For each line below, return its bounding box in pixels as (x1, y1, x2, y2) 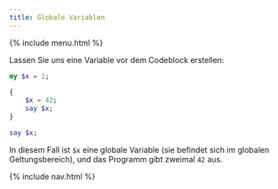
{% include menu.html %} (9, 37, 104, 48)
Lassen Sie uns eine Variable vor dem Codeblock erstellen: (9, 54, 225, 65)
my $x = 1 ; (9, 72, 50, 81)
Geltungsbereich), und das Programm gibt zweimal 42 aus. (9, 154, 224, 164)
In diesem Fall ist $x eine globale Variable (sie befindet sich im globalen (9, 144, 269, 155)
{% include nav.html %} (9, 170, 96, 182)
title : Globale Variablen (9, 12, 105, 22)
